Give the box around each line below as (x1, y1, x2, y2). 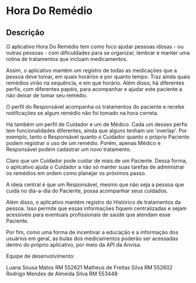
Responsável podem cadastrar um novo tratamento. (6, 146, 131, 153)
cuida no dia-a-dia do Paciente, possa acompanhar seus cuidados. (6, 187, 168, 194)
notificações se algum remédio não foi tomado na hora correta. (6, 110, 159, 116)
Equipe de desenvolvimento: (6, 252, 75, 260)
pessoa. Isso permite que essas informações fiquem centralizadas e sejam (6, 205, 187, 212)
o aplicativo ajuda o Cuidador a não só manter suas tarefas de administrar (6, 163, 185, 170)
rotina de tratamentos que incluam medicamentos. (6, 56, 128, 62)
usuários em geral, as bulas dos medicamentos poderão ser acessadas (6, 235, 178, 242)
